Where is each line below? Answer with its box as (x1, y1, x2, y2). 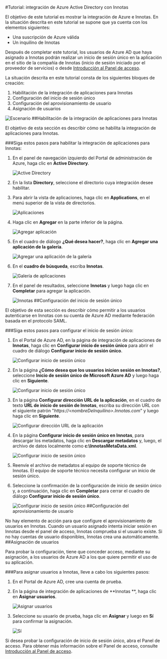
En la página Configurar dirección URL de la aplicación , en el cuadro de (12, 397, 162, 403)
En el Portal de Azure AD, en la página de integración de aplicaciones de (12, 337, 162, 343)
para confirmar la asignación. (12, 619, 73, 624)
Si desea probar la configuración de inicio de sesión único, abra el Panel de (5, 638, 161, 644)
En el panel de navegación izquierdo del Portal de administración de (12, 155, 153, 161)
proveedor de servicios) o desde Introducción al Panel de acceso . (5, 65, 141, 71)
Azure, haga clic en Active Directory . (12, 160, 90, 166)
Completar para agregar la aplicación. (12, 288, 91, 294)
